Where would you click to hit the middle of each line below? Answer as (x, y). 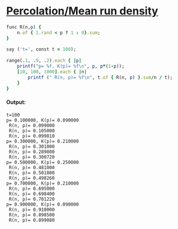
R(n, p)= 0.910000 (32, 209)
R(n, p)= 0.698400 (32, 194)
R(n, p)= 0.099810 (32, 136)
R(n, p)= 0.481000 (32, 167)
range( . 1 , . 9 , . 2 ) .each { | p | (44, 61)
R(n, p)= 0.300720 (32, 157)
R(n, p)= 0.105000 (32, 130)
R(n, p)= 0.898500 (32, 215)
